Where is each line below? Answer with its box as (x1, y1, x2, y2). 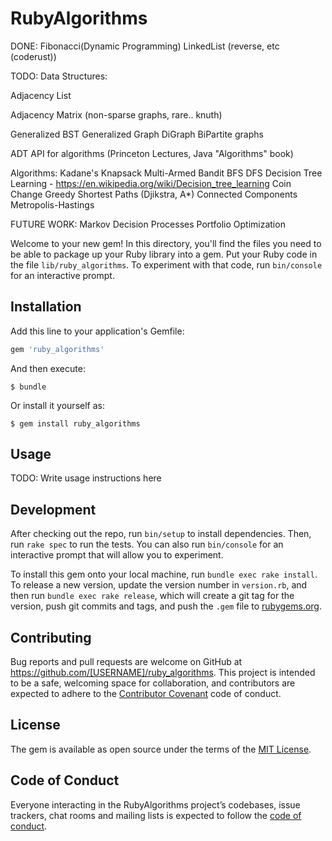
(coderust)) (10, 50, 57, 62)
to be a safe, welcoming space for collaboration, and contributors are (10, 677, 296, 689)
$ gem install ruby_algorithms (10, 418, 141, 429)
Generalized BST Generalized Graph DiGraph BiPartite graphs (10, 128, 264, 140)
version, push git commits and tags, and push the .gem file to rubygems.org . (10, 600, 323, 612)
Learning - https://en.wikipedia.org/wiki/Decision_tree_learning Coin (10, 177, 292, 189)
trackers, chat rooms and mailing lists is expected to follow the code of (10, 809, 302, 821)
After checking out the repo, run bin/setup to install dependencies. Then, (10, 528, 312, 540)
